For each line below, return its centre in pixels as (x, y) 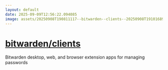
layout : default (22, 10)
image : (12, 19)
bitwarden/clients (43, 43)
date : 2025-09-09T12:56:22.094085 (41, 14)
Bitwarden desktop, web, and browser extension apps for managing (75, 57)
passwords (16, 63)
